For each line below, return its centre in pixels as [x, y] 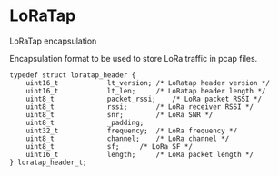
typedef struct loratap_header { [73, 75]
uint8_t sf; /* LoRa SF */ [110, 146]
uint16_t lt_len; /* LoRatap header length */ [146, 91]
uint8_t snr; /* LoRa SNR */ [120, 114]
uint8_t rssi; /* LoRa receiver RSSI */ [140, 107]
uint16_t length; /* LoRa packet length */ [140, 154]
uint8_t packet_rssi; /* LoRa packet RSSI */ [144, 99]
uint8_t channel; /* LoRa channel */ [128, 138]
